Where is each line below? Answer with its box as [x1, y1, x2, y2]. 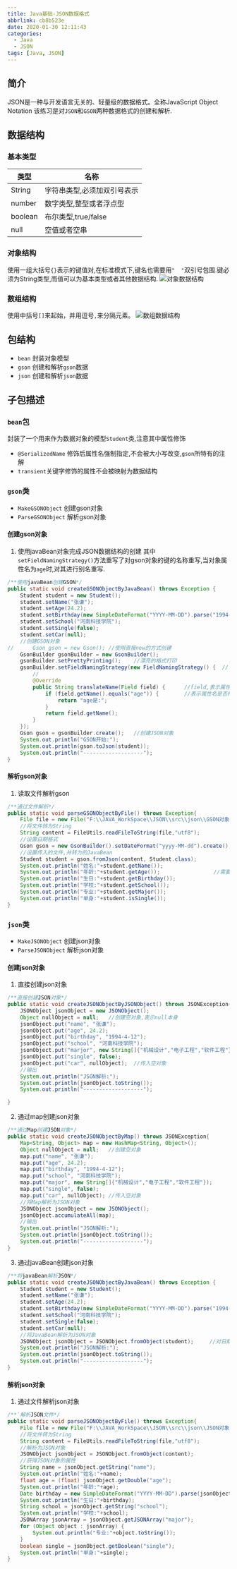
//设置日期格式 [20, 836, 59, 843]
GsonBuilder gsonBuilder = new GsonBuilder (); [20, 650, 159, 658]
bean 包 [7, 417, 30, 427]
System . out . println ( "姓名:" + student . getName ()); [20, 862, 164, 869]
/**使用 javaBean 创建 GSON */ [7, 578, 83, 586]
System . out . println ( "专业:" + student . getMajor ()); [20, 888, 167, 896]
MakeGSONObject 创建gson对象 [17, 504, 104, 512]
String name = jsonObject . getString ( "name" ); [20, 1464, 157, 1471]
